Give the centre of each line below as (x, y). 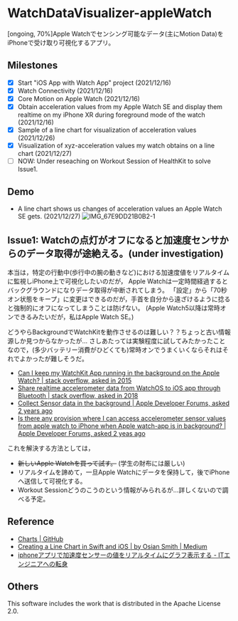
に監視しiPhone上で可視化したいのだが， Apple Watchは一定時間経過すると (118, 281)
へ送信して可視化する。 (52, 481)
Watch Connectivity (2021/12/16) (65, 90)
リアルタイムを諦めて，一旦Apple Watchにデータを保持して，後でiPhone (124, 472)
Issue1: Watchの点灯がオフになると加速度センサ (114, 240)
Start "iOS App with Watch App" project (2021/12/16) (94, 83)
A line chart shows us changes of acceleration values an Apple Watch (120, 209)
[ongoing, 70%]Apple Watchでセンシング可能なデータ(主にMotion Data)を (115, 33)
